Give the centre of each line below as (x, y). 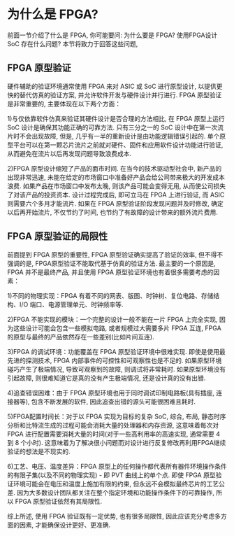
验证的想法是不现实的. (39, 451)
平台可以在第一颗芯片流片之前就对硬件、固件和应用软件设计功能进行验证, (118, 145)
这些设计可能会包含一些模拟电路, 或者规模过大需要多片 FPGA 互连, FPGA (117, 328)
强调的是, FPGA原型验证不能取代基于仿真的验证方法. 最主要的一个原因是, (111, 263)
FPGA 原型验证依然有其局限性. (59, 501)
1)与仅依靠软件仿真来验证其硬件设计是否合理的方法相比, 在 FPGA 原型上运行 (116, 118)
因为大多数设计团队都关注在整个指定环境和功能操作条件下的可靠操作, (116, 492)
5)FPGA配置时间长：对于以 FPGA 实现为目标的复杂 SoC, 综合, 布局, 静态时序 (117, 416)
